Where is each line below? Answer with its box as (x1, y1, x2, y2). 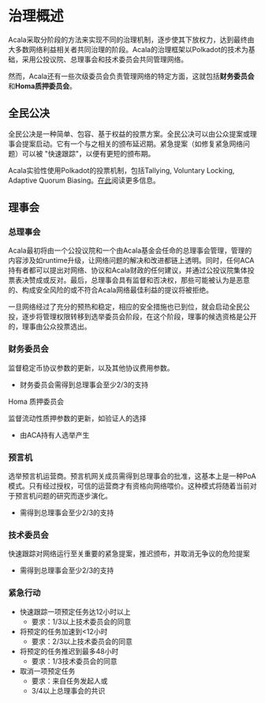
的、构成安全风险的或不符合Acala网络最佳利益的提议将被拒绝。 (8, 285, 213, 295)
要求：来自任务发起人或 (31, 676, 108, 686)
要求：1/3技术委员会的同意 (31, 656, 118, 666)
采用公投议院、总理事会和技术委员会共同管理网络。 (21, 55, 188, 64)
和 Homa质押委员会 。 (8, 81, 77, 91)
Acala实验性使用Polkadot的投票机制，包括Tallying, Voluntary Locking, (8, 165, 235, 175)
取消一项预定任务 (19, 666, 76, 675)
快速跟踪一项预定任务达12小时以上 (19, 607, 132, 616)
